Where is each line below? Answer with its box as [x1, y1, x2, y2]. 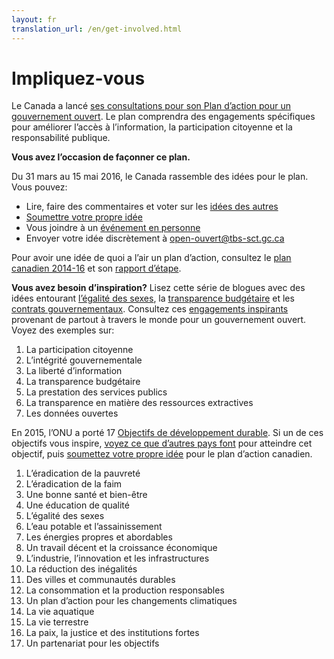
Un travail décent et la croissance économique [25, 542, 218, 554]
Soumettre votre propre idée [25, 211, 143, 223]
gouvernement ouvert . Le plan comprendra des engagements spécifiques [11, 111, 316, 123]
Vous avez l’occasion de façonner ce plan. [11, 151, 191, 163]
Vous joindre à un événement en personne [25, 222, 201, 234]
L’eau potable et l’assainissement [25, 521, 163, 533]
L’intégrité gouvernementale [25, 354, 143, 366]
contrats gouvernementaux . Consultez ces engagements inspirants [11, 303, 289, 315]
